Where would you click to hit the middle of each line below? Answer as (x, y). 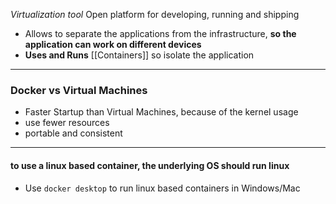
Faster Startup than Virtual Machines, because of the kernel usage (161, 112)
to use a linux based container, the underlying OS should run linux (150, 165)
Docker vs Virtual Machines (79, 90)
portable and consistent (73, 133)
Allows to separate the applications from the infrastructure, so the (160, 33)
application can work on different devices (113, 44)
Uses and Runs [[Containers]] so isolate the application (139, 55)
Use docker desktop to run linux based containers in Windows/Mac (162, 188)
